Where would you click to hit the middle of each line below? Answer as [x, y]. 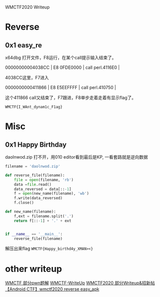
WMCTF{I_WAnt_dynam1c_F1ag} [34, 107]
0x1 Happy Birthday [36, 145]
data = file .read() [33, 184]
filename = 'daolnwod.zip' [33, 166]
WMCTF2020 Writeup [28, 7]
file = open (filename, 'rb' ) [44, 180]
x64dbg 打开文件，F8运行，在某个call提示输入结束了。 [61, 58]
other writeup [34, 269]
